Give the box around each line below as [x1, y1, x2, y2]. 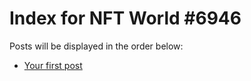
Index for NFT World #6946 [9, 7, 242, 30]
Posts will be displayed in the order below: [9, 40, 184, 52]
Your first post [23, 59, 83, 71]
